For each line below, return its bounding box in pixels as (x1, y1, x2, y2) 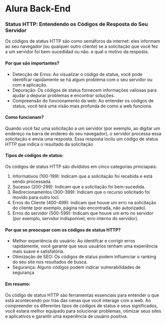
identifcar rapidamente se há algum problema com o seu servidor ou (12, 77, 153, 82)
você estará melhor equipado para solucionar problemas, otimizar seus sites (5, 308, 162, 314)
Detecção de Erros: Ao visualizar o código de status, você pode (12, 71, 143, 77)
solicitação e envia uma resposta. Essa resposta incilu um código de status (5, 136, 159, 142)
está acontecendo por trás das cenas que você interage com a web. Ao (5, 297, 151, 303)
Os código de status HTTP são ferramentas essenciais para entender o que (5, 292, 160, 298)
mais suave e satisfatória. (12, 248, 64, 254)
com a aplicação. (12, 81, 48, 87)
